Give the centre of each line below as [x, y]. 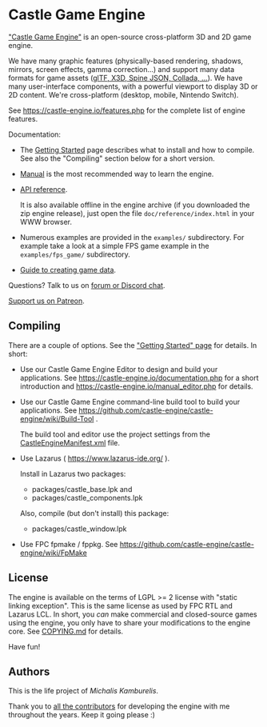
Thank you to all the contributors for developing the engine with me [119, 706]
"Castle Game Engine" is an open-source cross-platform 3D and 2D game [130, 37]
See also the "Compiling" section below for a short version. [117, 158]
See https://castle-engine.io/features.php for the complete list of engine [127, 110]
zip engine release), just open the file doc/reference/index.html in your [137, 213]
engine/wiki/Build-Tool [57, 418]
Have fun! [24, 646]
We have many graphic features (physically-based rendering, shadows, [126, 61]
